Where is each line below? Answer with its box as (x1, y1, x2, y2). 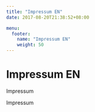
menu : (6, 25, 20, 31)
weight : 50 (17, 42, 44, 48)
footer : (11, 31, 31, 37)
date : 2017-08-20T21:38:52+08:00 (6, 14, 90, 20)
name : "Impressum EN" (17, 37, 71, 43)
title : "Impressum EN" (6, 8, 63, 15)
